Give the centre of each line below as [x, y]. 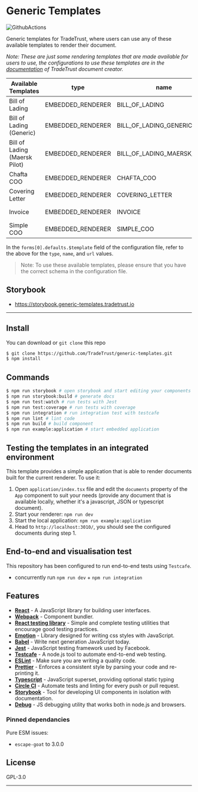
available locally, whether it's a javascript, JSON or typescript [89, 502]
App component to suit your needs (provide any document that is [93, 495]
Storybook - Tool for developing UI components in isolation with [93, 692]
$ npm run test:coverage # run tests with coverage [71, 407]
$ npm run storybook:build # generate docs [60, 396]
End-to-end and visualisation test [69, 552]
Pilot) [16, 164]
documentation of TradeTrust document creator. [65, 69]
